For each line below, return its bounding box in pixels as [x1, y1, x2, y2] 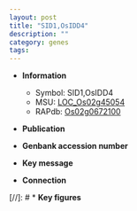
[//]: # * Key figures [9, 192, 81, 203]
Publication [21, 123, 65, 134]
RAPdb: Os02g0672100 [34, 106, 121, 117]
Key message [21, 158, 73, 168]
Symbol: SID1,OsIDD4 [34, 88, 114, 98]
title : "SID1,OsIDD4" [9, 21, 89, 30]
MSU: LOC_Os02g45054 [34, 97, 126, 107]
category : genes [9, 37, 69, 47]
